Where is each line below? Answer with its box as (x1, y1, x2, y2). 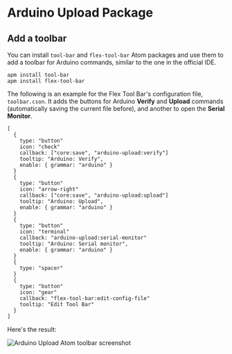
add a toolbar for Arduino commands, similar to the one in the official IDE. (7, 58, 217, 67)
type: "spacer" (19, 265, 64, 272)
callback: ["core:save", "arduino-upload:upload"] (19, 192, 169, 199)
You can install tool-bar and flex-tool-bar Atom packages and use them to (7, 51, 224, 59)
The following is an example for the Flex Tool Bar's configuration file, (7, 90, 203, 98)
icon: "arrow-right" (19, 186, 79, 193)
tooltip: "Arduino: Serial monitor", (19, 240, 129, 247)
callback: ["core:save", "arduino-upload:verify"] (19, 150, 169, 157)
